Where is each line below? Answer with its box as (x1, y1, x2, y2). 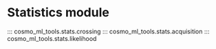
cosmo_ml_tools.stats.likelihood (7, 34, 97, 42)
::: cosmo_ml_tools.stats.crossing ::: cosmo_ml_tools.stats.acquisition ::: (7, 27, 210, 35)
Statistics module (7, 5, 110, 20)
